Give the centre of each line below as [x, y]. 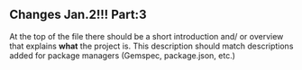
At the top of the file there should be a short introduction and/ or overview [146, 36]
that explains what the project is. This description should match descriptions [151, 46]
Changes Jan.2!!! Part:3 [78, 15]
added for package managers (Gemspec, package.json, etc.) [123, 55]
